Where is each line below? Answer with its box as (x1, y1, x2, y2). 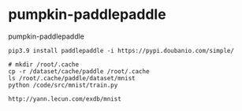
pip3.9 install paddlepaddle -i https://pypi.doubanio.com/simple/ (8, 46, 235, 54)
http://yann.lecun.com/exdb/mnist (8, 94, 122, 103)
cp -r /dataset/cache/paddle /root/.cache (8, 67, 150, 76)
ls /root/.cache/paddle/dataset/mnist (8, 74, 136, 82)
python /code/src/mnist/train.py (8, 81, 118, 89)
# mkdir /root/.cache (8, 61, 80, 68)
